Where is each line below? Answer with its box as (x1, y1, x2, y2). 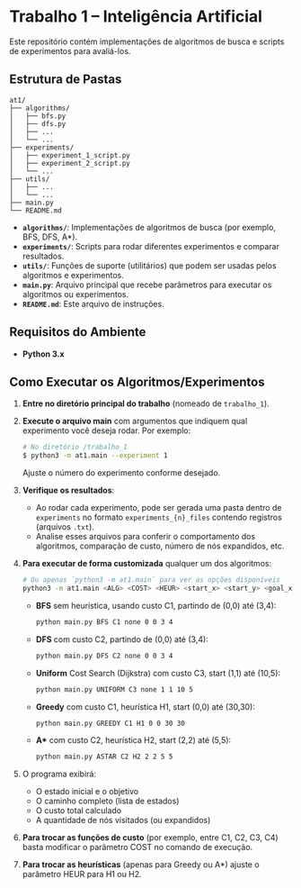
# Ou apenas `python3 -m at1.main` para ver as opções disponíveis (22, 575, 280, 584)
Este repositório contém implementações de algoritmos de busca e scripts (9, 36, 285, 47)
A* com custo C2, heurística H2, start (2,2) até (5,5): (35, 735, 232, 746)
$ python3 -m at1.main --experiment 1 (22, 451, 168, 460)
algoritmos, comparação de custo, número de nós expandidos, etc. (35, 540, 285, 551)
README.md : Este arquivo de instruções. (22, 298, 164, 309)
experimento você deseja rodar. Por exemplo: (22, 425, 191, 436)
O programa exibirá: (22, 768, 97, 780)
